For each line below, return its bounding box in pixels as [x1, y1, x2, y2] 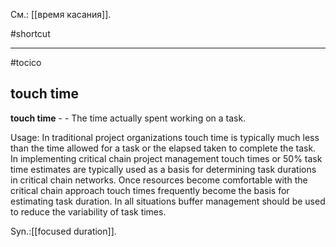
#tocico [10, 57, 42, 68]
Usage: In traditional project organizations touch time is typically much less [10, 131, 320, 143]
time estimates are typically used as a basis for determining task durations [10, 163, 317, 175]
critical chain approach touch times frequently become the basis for [10, 184, 290, 196]
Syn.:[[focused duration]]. [10, 225, 117, 237]
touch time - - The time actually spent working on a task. [10, 112, 247, 124]
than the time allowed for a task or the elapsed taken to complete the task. [10, 142, 317, 154]
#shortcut [10, 28, 51, 39]
